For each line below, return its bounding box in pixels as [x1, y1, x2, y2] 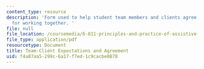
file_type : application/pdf [6, 37, 78, 43]
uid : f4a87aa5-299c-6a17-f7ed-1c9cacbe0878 [6, 53, 118, 59]
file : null [6, 25, 34, 32]
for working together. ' [12, 20, 75, 26]
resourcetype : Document [6, 43, 67, 49]
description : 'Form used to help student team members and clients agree [6, 14, 197, 20]
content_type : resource [6, 8, 67, 15]
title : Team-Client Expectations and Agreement [6, 48, 129, 54]
